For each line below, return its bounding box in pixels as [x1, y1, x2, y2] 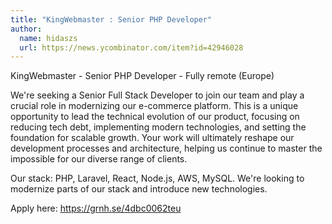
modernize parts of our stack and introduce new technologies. [10, 183, 268, 195]
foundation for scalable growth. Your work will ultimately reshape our [10, 132, 295, 144]
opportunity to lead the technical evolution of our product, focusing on [10, 111, 300, 123]
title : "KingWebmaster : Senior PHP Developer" [10, 14, 213, 25]
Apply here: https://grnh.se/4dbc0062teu [10, 202, 182, 215]
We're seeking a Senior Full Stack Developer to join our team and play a [10, 89, 305, 101]
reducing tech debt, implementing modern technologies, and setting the [10, 121, 307, 133]
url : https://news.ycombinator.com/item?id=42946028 [19, 42, 244, 53]
